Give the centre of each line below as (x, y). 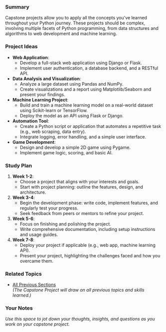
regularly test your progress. (49, 208)
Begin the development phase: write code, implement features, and (89, 203)
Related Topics (24, 274)
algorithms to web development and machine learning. (61, 34)
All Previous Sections (34, 285)
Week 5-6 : (23, 219)
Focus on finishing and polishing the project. (65, 224)
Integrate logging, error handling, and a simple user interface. (83, 137)
